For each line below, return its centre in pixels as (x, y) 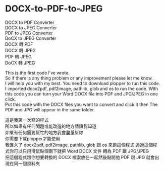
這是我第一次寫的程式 (27, 120)
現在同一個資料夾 (23, 163)
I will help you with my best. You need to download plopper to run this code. (82, 83)
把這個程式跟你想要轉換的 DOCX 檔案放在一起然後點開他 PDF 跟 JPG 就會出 (82, 157)
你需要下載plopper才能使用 (33, 138)
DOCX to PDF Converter (30, 22)
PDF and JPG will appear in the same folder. (50, 109)
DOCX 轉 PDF (19, 44)
